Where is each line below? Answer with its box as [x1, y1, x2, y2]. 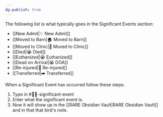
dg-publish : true [5, 7, 41, 12]
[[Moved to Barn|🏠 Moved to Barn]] [12, 36, 87, 42]
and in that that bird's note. [12, 107, 68, 113]
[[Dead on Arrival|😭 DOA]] [12, 59, 68, 65]
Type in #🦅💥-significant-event [12, 91, 74, 97]
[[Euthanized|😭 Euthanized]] [12, 54, 73, 60]
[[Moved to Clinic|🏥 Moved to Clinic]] [12, 43, 88, 50]
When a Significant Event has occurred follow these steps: [5, 81, 125, 87]
